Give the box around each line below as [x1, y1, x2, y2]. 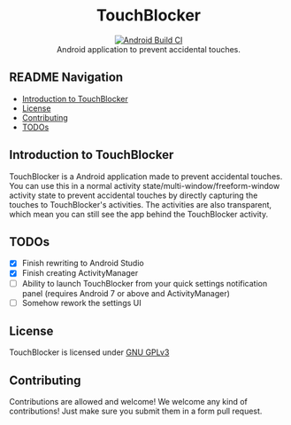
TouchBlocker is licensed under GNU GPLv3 [9, 347, 170, 358]
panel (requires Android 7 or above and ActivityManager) [21, 287, 230, 298]
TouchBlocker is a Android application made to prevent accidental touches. [9, 170, 283, 182]
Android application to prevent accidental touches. [56, 43, 241, 54]
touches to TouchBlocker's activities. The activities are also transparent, [9, 199, 272, 209]
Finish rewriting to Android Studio [21, 258, 144, 269]
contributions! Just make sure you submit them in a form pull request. [9, 405, 263, 417]
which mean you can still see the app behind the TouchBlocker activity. [9, 209, 268, 219]
